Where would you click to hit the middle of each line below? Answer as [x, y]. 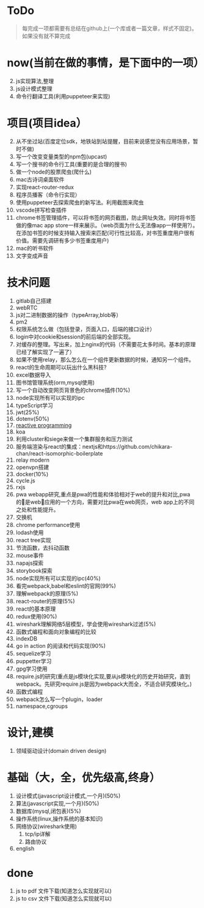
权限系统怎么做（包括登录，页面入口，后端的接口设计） [85, 329]
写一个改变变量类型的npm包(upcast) [61, 156]
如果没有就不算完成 [46, 36]
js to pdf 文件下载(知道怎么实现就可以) [64, 891]
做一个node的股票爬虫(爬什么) [54, 172]
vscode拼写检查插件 [41, 210]
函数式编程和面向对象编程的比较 [56, 631]
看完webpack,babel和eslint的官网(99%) [66, 586]
